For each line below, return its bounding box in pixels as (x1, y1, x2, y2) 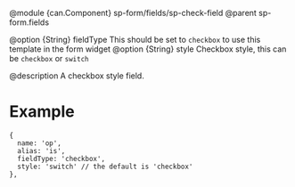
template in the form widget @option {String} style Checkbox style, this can (9, 44, 287, 54)
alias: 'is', (17, 146, 66, 155)
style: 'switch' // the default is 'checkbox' (17, 162, 193, 171)
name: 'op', (17, 138, 62, 148)
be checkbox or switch (9, 53, 89, 63)
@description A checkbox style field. (9, 70, 144, 81)
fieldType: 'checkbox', (17, 154, 105, 163)
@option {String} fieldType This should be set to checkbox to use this (9, 35, 261, 45)
